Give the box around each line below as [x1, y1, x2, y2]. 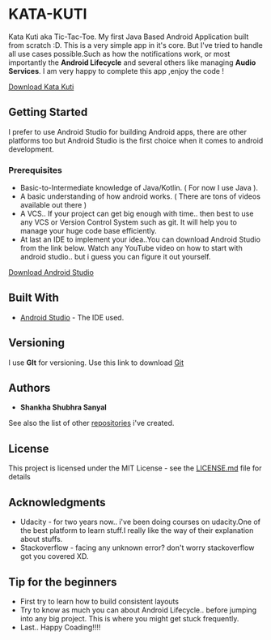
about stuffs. [19, 535, 63, 544]
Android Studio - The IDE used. [19, 312, 125, 322]
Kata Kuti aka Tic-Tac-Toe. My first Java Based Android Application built [8, 32, 249, 41]
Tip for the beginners [8, 575, 117, 589]
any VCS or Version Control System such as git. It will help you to [19, 217, 237, 227]
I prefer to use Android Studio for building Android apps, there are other [8, 127, 247, 136]
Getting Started [8, 105, 88, 119]
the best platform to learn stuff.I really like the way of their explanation [19, 526, 254, 535]
